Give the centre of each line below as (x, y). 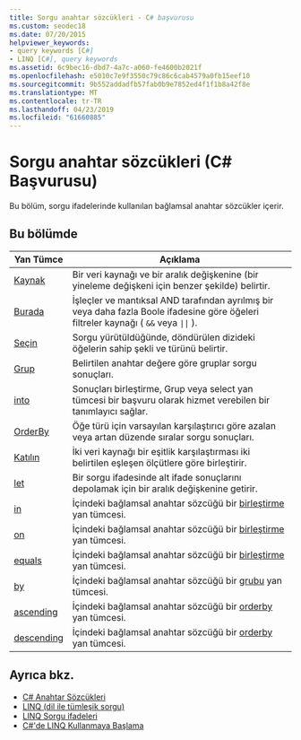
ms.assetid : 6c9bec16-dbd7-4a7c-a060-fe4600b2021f (106, 68)
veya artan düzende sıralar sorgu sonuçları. (163, 437)
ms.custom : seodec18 (48, 26)
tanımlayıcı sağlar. (110, 411)
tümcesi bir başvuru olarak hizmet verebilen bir (171, 400)
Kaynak (30, 280)
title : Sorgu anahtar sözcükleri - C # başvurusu (102, 17)
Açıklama (180, 259)
